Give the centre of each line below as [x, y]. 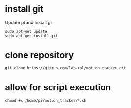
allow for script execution [58, 88]
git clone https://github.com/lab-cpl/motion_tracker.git [65, 68]
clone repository [39, 55]
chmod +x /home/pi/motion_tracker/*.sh [46, 100]
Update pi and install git [29, 22]
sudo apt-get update [26, 31]
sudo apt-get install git [31, 36]
